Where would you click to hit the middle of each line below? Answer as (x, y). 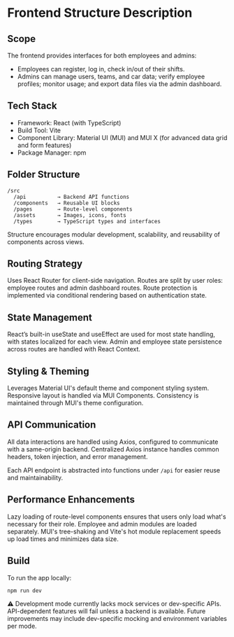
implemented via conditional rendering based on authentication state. (107, 295)
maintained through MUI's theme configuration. (75, 403)
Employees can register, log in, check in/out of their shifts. (101, 69)
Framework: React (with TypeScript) (69, 122)
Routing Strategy (45, 264)
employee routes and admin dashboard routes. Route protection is (102, 288)
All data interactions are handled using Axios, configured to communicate (113, 442)
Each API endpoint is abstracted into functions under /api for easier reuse (114, 470)
